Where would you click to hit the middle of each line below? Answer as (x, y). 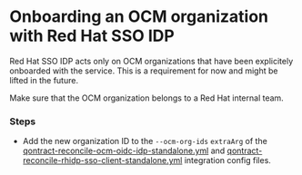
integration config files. (227, 160)
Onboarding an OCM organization (139, 17)
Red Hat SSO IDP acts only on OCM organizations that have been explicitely (151, 61)
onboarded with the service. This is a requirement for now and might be (144, 71)
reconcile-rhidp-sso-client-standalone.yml (102, 160)
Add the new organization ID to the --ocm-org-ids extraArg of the (145, 141)
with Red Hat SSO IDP (92, 36)
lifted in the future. (44, 80)
